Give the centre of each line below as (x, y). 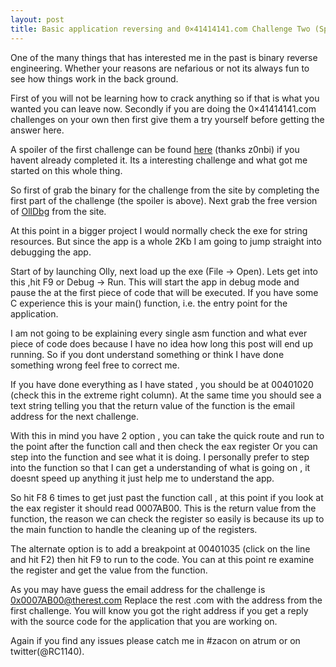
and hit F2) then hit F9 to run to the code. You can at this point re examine (162, 559)
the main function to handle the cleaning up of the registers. (134, 529)
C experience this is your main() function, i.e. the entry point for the (149, 303)
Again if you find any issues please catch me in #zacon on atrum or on (155, 640)
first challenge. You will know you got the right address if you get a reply (159, 610)
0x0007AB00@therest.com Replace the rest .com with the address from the (166, 600)
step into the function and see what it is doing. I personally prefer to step (160, 457)
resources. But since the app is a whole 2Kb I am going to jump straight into (166, 241)
